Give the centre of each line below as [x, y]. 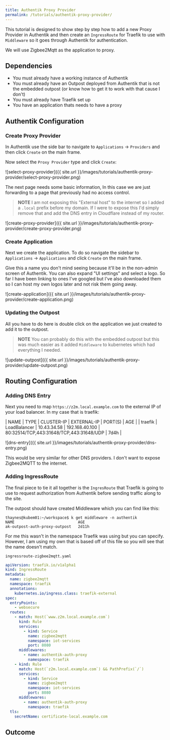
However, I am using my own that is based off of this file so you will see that [84, 541]
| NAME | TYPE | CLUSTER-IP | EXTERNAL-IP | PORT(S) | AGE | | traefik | [81, 422]
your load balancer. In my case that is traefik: [52, 412]
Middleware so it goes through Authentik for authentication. [67, 40]
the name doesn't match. [31, 547]
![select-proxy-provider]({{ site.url [41, 172]
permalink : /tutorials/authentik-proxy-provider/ [59, 15]
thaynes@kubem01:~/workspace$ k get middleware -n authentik [71, 518]
